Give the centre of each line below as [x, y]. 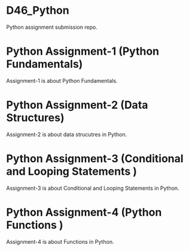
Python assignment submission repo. [52, 27]
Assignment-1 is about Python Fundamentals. [62, 80]
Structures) [35, 118]
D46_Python [38, 11]
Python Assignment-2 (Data [77, 105]
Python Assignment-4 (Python [84, 212]
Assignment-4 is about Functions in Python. [60, 241]
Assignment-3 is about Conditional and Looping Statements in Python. [93, 188]
